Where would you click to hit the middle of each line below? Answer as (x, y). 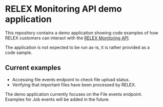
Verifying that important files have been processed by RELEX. (74, 85)
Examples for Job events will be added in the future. (57, 99)
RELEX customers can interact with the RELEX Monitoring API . (68, 38)
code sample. (19, 53)
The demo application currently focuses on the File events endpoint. (74, 94)
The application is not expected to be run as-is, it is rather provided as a (77, 47)
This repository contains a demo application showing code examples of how (82, 33)
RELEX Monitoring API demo (63, 9)
